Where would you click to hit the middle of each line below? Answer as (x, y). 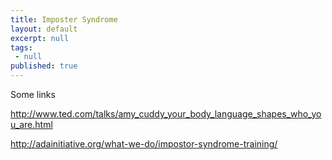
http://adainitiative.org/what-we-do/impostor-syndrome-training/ (144, 144)
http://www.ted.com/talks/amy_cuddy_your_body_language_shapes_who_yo (166, 114)
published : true (44, 66)
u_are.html (31, 124)
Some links (33, 94)
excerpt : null (40, 38)
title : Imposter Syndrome (64, 19)
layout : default (44, 29)
